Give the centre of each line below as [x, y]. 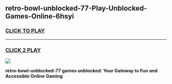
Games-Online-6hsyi [40, 17]
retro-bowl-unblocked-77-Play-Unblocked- [76, 8]
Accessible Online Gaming [34, 76]
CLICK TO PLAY [25, 31]
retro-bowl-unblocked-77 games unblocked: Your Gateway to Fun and [81, 70]
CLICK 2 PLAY [23, 50]
